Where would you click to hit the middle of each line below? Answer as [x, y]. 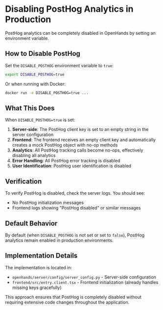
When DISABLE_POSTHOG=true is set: [40, 120]
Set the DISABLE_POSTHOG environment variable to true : [59, 65]
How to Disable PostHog [43, 54]
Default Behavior [31, 223]
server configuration [33, 135]
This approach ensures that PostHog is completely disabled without [73, 297]
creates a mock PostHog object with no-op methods [65, 145]
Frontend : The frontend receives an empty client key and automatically [84, 140]
